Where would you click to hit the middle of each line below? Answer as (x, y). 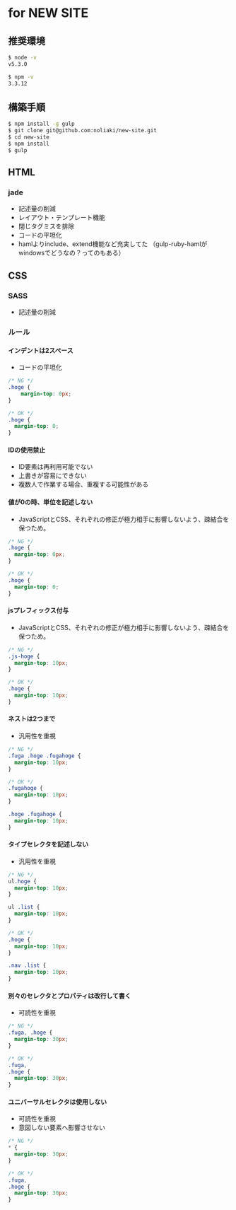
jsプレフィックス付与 (39, 610)
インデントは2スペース (41, 350)
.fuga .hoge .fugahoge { (45, 756)
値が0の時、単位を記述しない (51, 502)
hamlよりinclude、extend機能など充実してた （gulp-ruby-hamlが (113, 244)
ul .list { (24, 907)
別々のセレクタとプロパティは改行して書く (70, 996)
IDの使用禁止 (27, 450)
